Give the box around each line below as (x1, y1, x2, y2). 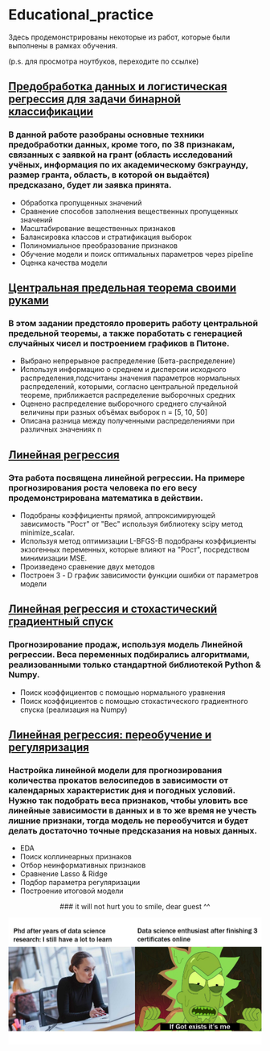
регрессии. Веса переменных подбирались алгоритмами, (8, 649, 251, 660)
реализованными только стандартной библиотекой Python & (8, 659, 261, 670)
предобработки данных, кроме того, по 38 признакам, (8, 139, 235, 151)
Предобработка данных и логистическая (8, 80, 227, 93)
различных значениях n (19, 424, 102, 434)
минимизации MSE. (19, 553, 88, 563)
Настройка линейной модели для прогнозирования (8, 765, 223, 776)
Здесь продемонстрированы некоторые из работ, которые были (8, 32, 231, 42)
